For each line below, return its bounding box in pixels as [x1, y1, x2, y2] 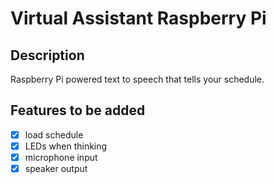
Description [10, 47, 85, 64]
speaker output [24, 163, 88, 174]
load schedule [24, 128, 84, 141]
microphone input [24, 151, 98, 163]
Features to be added [10, 102, 146, 119]
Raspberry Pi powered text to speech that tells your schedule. [10, 73, 265, 85]
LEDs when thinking [24, 140, 108, 152]
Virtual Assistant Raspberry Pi [10, 7, 267, 30]
